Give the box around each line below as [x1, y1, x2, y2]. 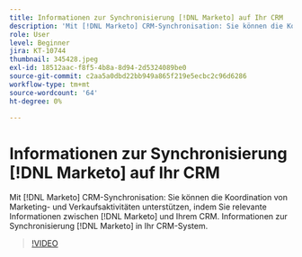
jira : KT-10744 [9, 47, 67, 56]
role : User [9, 30, 50, 39]
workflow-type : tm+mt [9, 80, 91, 89]
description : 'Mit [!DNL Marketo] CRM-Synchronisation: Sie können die [9, 22, 283, 31]
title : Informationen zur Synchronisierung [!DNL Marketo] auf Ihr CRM [9, 13, 283, 22]
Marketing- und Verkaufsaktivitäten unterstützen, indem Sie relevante [9, 201, 267, 212]
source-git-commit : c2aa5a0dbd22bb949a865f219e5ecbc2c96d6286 [9, 72, 247, 81]
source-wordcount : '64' [9, 88, 99, 97]
